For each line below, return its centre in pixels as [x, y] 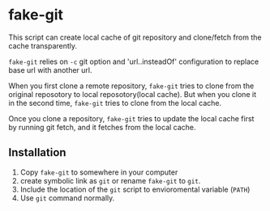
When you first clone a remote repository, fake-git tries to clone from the [131, 86]
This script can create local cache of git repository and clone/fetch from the [135, 37]
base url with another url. [50, 70]
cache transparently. [43, 45]
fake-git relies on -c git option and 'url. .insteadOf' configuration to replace [134, 61]
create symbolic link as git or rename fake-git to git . [110, 180]
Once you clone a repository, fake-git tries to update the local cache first [131, 118]
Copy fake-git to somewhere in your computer [99, 172]
